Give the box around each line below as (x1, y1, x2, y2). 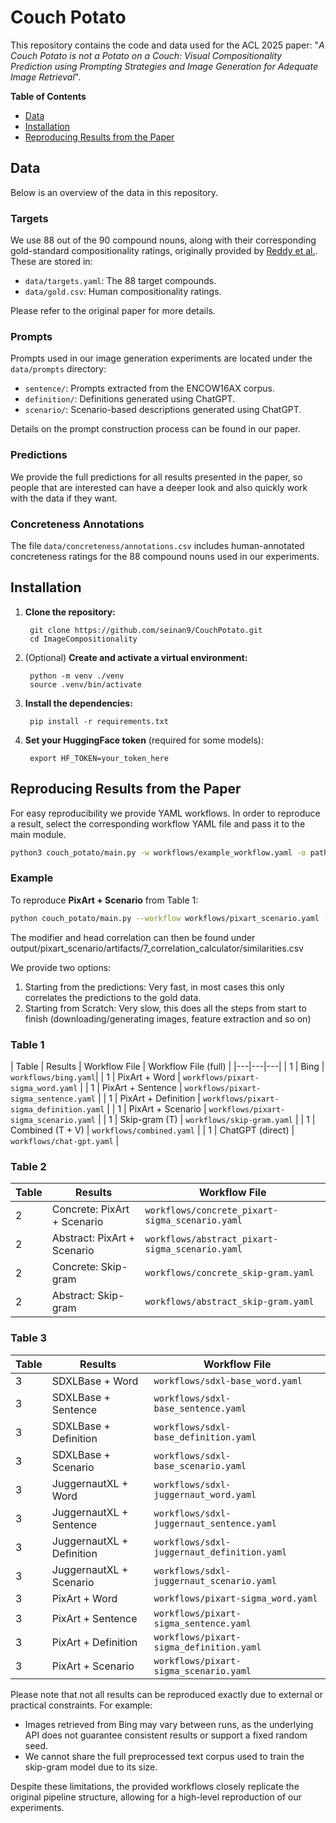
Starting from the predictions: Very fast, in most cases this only (24, 981, 285, 993)
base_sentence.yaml (153, 1402, 247, 1414)
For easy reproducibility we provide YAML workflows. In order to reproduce (10, 807, 321, 819)
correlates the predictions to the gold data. (24, 991, 202, 1003)
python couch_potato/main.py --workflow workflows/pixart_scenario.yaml (10, 913, 320, 923)
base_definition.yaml (153, 1431, 257, 1443)
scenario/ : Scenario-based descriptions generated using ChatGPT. (24, 404, 302, 416)
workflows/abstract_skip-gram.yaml (144, 1296, 315, 1308)
